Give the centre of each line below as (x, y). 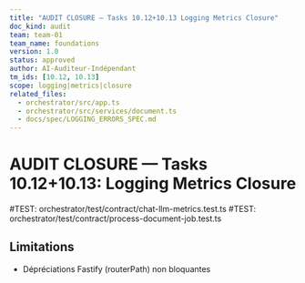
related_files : (38, 94)
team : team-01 (36, 35)
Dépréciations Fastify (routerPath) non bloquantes (117, 268)
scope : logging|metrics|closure (71, 86)
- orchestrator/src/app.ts (69, 102)
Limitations (42, 247)
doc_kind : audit (40, 26)
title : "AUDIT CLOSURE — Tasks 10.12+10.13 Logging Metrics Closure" (144, 18)
